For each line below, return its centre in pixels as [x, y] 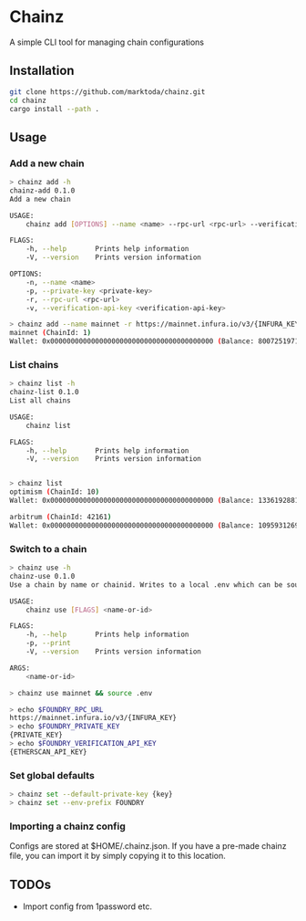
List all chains [40, 401]
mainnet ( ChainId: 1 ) [51, 333]
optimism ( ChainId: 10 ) [55, 492]
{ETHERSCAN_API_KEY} [49, 752]
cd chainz [28, 100]
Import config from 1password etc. [87, 906]
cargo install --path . [55, 109]
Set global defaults [52, 775]
